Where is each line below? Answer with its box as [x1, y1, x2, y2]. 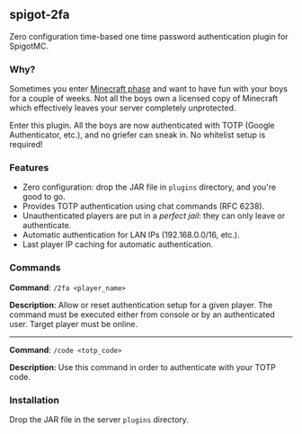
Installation [9, 394, 60, 406]
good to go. [22, 191, 66, 202]
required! [9, 139, 43, 150]
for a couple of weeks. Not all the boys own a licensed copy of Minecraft [9, 93, 279, 104]
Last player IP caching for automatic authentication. [22, 239, 214, 250]
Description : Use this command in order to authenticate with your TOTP [9, 361, 276, 372]
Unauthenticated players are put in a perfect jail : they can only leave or [22, 210, 286, 221]
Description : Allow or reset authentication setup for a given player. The [9, 299, 273, 310]
